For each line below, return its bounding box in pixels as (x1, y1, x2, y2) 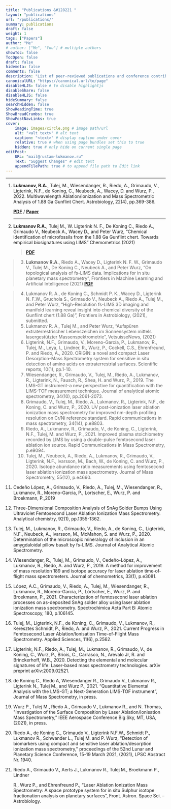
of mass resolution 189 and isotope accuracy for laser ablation (13, 568, 144, 574)
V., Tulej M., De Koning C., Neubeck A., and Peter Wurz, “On (25, 264, 152, 270)
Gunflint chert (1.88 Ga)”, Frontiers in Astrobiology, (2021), (25, 312, 147, 318)
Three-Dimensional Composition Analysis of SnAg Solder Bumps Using (13, 505, 162, 511)
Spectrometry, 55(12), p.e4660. (25, 474, 92, 480)
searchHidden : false (6, 102, 50, 107)
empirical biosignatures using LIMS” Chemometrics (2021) (13, 239, 135, 245)
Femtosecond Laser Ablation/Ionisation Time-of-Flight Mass (13, 630, 139, 637)
